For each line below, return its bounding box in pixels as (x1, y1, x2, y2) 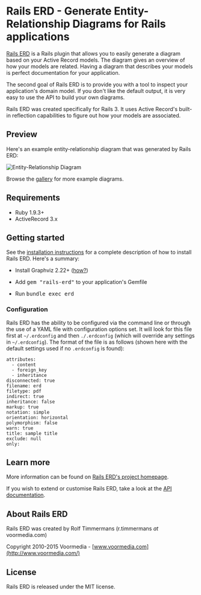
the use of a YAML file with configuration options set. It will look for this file (6, 325, 193, 333)
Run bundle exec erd (14, 290, 74, 297)
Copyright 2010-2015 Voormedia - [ (6, 543, 94, 550)
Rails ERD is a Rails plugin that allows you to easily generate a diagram (6, 50, 181, 57)
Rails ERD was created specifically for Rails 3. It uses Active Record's (6, 105, 178, 112)
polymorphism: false (6, 420, 58, 426)
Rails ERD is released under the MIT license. (6, 583, 116, 590)
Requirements (6, 193, 60, 203)
